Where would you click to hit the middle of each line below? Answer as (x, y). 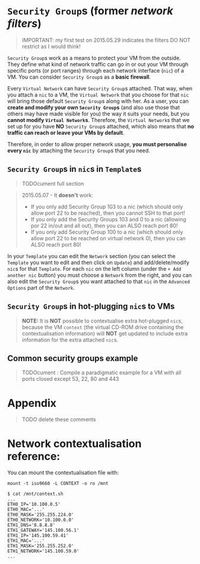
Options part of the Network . (41, 287)
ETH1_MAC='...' (26, 541)
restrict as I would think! (51, 46)
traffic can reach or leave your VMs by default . (66, 133)
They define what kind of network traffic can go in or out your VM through (98, 64)
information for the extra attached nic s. (70, 340)
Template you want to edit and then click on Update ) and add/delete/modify (99, 262)
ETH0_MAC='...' (26, 510)
